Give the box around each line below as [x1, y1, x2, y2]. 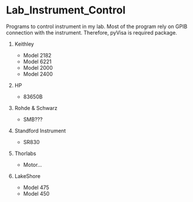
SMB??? [23, 115, 43, 123]
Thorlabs [14, 150, 37, 157]
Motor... [23, 161, 42, 168]
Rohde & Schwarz [14, 104, 58, 111]
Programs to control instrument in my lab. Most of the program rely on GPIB [6, 23, 188, 30]
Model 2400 [23, 70, 53, 77]
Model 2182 [23, 52, 52, 59]
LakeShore [14, 172, 41, 179]
